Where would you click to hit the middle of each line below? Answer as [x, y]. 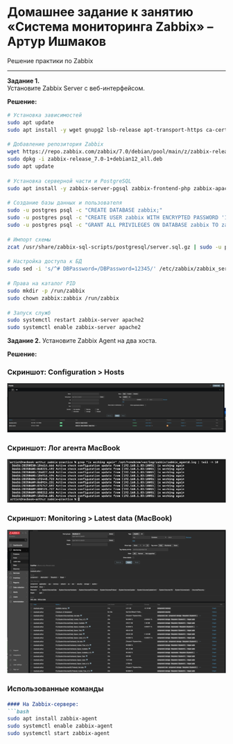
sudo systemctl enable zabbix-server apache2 [74, 328]
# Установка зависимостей [44, 115]
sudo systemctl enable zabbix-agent [60, 726]
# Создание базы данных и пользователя [65, 203]
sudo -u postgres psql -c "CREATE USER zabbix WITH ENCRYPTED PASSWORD [113, 218]
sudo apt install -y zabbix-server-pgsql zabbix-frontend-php [99, 188]
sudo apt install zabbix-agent [52, 719]
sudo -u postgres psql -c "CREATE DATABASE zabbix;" [85, 210]
